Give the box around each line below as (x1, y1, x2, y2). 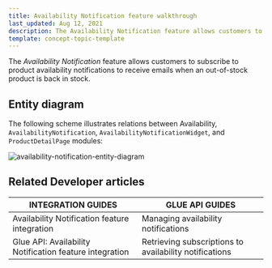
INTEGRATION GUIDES (28, 199, 117, 211)
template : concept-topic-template (8, 34, 125, 43)
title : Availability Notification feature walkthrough (8, 11, 198, 20)
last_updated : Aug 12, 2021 (8, 19, 104, 28)
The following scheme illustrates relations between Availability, (8, 119, 218, 129)
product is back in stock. (8, 74, 91, 83)
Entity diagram (8, 97, 84, 111)
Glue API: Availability (12, 236, 91, 247)
